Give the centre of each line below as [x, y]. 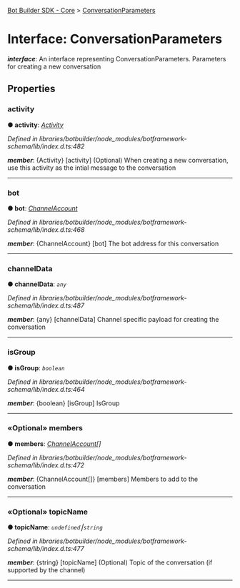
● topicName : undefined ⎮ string [55, 527]
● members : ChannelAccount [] [54, 443]
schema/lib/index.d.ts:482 [46, 146]
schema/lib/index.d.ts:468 [46, 229]
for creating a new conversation [54, 66]
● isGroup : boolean [36, 367]
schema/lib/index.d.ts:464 [46, 389]
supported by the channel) [46, 570]
